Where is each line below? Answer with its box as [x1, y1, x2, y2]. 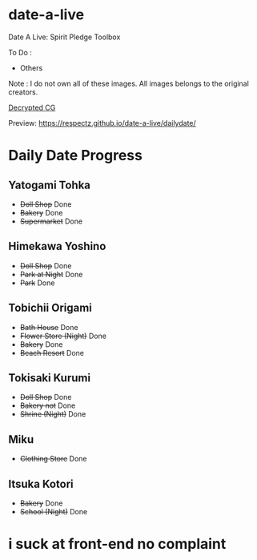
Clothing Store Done [19, 454, 87, 464]
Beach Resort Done [19, 348, 85, 357]
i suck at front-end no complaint [8, 535, 227, 554]
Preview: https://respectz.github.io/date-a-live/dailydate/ [8, 118, 196, 127]
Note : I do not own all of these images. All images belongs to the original [8, 79, 250, 88]
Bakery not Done [19, 401, 76, 410]
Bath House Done [19, 322, 78, 332]
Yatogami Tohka [8, 178, 90, 191]
